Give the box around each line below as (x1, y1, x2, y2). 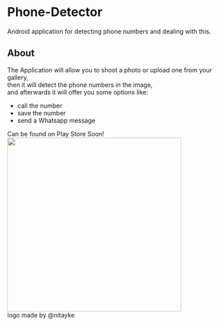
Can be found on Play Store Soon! (7, 129, 104, 138)
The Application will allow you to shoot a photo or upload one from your (7, 65, 212, 74)
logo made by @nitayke (7, 311, 75, 319)
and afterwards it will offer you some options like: (7, 88, 148, 96)
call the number (17, 101, 63, 110)
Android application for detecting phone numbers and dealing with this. (7, 27, 211, 35)
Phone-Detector (7, 4, 103, 20)
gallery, (7, 73, 29, 81)
